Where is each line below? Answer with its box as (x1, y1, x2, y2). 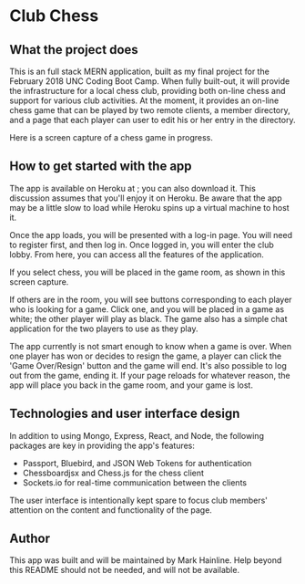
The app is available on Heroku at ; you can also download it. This (9, 182, 257, 193)
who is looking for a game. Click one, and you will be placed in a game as (9, 303, 285, 315)
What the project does (9, 42, 138, 57)
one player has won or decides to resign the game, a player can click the (9, 350, 282, 361)
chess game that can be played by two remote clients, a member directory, (9, 105, 291, 115)
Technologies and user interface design (9, 406, 240, 422)
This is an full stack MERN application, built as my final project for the (9, 66, 270, 77)
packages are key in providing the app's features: (9, 440, 196, 451)
